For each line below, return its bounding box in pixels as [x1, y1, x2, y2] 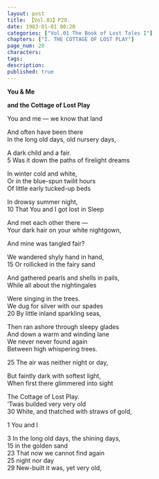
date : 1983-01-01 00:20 [7, 23, 76, 30]
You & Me [7, 87, 35, 96]
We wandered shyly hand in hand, [7, 253, 104, 261]
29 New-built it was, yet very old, [7, 463, 102, 472]
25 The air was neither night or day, [7, 358, 109, 367]
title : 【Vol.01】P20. [7, 17, 71, 24]
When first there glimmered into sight [7, 379, 113, 387]
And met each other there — [7, 218, 88, 226]
